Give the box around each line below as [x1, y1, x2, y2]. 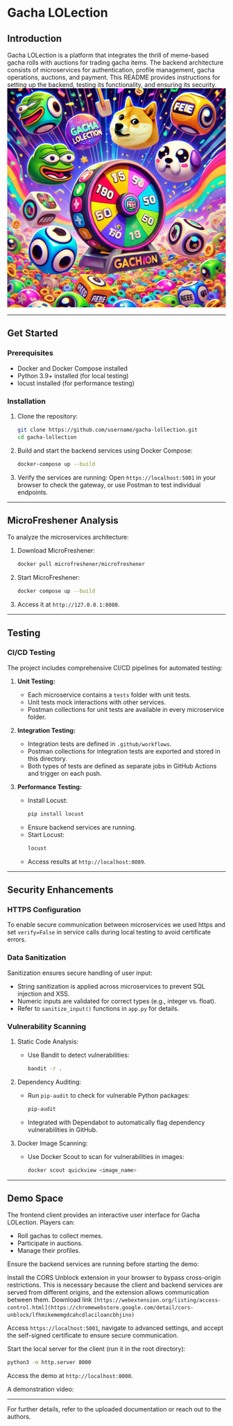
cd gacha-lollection [17, 433, 77, 441]
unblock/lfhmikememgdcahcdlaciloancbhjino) [7, 1312, 135, 1319]
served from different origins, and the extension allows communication [7, 1288, 209, 1297]
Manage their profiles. [17, 1247, 81, 1255]
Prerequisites [7, 348, 53, 358]
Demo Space [7, 1192, 64, 1204]
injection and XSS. [17, 989, 70, 998]
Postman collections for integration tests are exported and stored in [27, 747, 221, 755]
